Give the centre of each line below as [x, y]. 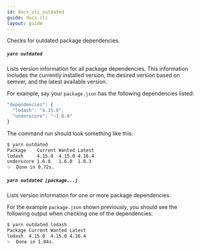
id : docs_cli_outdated [36, 12]
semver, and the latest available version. [57, 82]
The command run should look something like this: [70, 133]
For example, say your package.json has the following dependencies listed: [101, 94]
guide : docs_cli [27, 18]
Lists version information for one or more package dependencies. [89, 195]
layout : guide [25, 23]
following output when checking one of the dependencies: [80, 213]
